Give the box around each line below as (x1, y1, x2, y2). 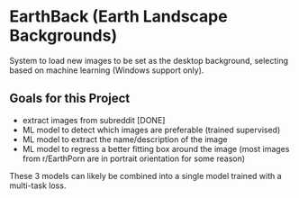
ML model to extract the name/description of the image (22, 133, 228, 145)
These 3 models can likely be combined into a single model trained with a (9, 170, 282, 181)
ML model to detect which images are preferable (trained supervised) (22, 124, 281, 135)
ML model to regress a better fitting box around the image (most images (22, 143, 290, 154)
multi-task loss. (9, 180, 67, 191)
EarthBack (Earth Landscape (9, 6, 228, 27)
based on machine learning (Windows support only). (9, 65, 204, 76)
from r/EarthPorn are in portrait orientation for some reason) (22, 153, 246, 164)
